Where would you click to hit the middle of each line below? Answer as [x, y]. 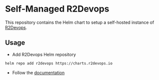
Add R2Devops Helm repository [44, 54]
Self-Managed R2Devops [57, 9]
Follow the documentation [38, 72]
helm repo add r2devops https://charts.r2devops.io [59, 63]
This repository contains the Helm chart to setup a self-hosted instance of [79, 22]
